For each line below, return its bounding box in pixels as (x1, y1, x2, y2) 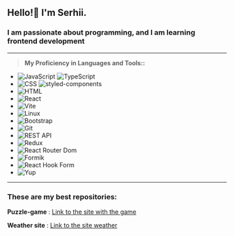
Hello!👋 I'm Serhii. (7, 7, 87, 19)
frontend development (7, 36, 85, 46)
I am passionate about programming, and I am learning (7, 28, 196, 37)
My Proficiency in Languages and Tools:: (24, 58, 146, 67)
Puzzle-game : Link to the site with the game (7, 208, 137, 216)
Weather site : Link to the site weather (7, 221, 118, 229)
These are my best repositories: (7, 192, 117, 201)
